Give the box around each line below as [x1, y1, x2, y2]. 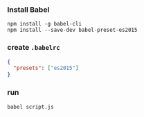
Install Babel [7, 5, 50, 15]
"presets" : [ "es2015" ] [13, 64, 79, 72]
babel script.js [7, 103, 54, 110]
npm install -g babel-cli [7, 21, 82, 28]
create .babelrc [7, 43, 60, 53]
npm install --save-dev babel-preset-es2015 [7, 26, 138, 34]
